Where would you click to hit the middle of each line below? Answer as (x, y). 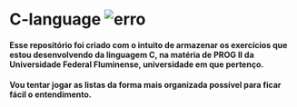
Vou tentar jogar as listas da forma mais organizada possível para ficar (145, 85)
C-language (55, 19)
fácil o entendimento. (51, 94)
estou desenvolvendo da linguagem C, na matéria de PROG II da (132, 54)
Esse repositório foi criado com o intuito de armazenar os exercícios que (148, 44)
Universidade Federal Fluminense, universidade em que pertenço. (137, 64)
